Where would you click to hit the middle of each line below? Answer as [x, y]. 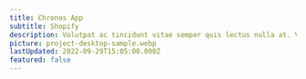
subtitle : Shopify [44, 26]
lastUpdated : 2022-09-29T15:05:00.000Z [85, 52]
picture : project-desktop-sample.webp [83, 43]
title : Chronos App [46, 18]
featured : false [40, 60]
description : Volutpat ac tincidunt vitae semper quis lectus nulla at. [150, 35]
